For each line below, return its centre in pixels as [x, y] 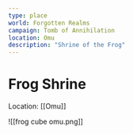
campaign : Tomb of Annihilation [61, 30]
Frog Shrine [47, 84]
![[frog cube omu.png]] [46, 122]
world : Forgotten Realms [49, 23]
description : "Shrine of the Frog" [67, 45]
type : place [28, 15]
